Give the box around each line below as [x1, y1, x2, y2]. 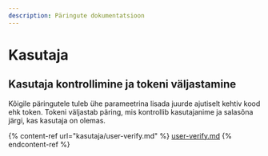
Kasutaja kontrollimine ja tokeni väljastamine [8, 77, 237, 92]
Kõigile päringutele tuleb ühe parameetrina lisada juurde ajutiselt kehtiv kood [8, 99, 261, 108]
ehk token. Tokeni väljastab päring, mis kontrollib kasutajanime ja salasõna [8, 107, 254, 116]
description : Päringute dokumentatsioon [8, 11, 146, 20]
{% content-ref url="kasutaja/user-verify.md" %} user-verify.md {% [8, 131, 232, 140]
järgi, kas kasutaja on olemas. [8, 115, 106, 125]
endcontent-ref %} [8, 139, 70, 149]
